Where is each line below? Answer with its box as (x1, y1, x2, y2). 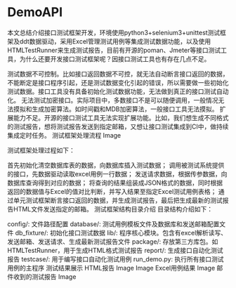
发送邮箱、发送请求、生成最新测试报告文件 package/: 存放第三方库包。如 (7, 237, 218, 246)
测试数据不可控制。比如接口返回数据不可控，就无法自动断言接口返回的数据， (7, 70, 229, 78)
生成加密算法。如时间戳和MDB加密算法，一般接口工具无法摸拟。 (31, 105, 218, 113)
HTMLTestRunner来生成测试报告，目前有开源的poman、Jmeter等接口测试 (7, 46, 221, 54)
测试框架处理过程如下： (7, 145, 75, 155)
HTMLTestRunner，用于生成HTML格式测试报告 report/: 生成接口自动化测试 (7, 246, 223, 254)
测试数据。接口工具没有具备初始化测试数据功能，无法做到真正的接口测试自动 (7, 87, 229, 96)
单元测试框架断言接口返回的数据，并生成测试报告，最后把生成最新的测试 (13, 196, 223, 204)
